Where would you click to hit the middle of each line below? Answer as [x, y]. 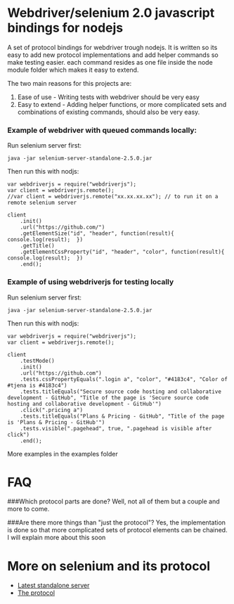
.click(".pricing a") [51, 410]
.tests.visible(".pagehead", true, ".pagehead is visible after [116, 428]
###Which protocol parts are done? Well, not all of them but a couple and [113, 501]
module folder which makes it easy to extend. [73, 70]
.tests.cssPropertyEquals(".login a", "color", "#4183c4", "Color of [124, 379]
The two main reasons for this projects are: [70, 83]
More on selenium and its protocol [109, 566]
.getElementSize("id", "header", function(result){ [97, 233]
